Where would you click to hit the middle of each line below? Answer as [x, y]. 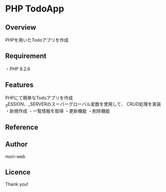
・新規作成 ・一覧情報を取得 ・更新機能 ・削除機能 [58, 111]
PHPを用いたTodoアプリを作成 [37, 40]
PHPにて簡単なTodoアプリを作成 [39, 98]
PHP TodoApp [35, 9]
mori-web [15, 156]
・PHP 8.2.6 [18, 69]
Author [16, 145]
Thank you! [17, 184]
